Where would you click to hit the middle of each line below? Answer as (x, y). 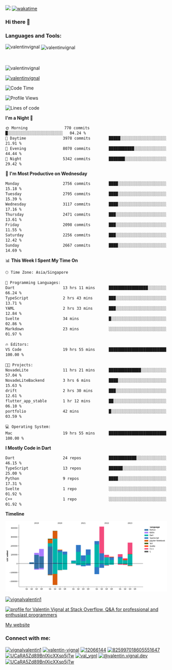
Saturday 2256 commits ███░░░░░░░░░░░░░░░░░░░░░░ (86, 235)
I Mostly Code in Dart (28, 448)
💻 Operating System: (28, 427)
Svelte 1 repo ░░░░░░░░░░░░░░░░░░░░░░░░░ (86, 489)
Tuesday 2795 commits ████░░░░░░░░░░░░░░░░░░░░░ (86, 194)
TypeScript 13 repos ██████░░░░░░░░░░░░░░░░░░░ (86, 468)
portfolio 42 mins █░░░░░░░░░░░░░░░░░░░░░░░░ (86, 411)
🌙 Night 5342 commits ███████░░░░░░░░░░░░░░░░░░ (86, 159)
